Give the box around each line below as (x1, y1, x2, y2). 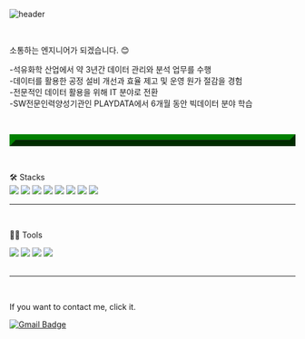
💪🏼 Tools (9, 229, 43, 240)
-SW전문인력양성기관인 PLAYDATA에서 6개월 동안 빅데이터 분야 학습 (9, 98, 253, 109)
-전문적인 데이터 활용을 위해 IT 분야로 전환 (9, 87, 159, 97)
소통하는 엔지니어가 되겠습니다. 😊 (9, 45, 130, 55)
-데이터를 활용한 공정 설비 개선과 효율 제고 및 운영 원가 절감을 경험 (9, 75, 243, 86)
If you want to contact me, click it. (9, 302, 136, 312)
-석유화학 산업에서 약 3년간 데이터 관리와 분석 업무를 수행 (9, 64, 212, 74)
